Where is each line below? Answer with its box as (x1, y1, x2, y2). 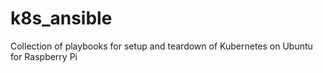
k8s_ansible (10, 7, 113, 30)
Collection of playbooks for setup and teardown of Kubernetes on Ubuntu (10, 40, 313, 52)
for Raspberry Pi (10, 50, 78, 62)
